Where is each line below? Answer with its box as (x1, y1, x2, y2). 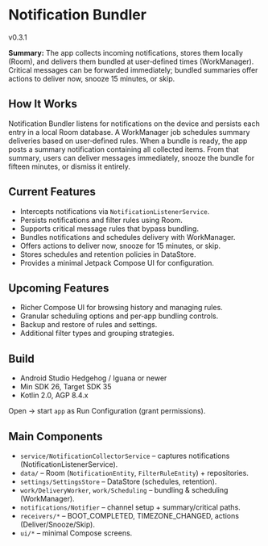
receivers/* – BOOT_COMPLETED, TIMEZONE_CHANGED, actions (19, 511, 240, 520)
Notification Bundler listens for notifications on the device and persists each (8, 119, 260, 128)
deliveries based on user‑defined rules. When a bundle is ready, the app (8, 136, 248, 145)
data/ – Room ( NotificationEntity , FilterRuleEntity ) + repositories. (19, 468, 249, 477)
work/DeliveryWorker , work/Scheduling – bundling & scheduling (19, 485, 229, 494)
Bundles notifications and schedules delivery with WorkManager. (19, 232, 236, 241)
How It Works (8, 97, 78, 111)
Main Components (8, 430, 103, 443)
